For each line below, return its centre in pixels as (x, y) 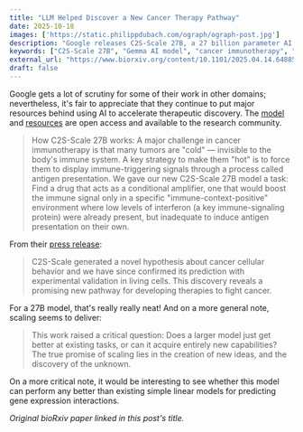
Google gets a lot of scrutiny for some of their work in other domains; (138, 94)
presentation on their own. (80, 226)
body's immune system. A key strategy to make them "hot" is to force (161, 159)
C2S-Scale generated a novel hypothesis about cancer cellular (148, 261)
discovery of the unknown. (81, 363)
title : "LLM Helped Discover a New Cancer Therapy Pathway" (125, 18)
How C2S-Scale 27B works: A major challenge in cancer (136, 140)
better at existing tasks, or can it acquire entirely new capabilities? (154, 344)
